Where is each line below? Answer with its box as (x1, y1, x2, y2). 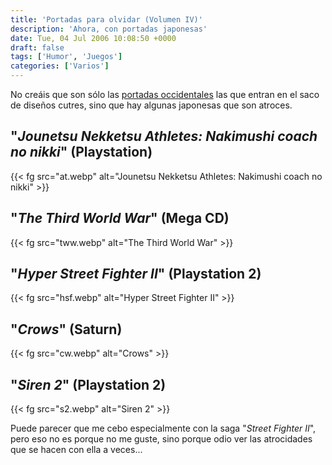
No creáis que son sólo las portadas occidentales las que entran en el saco (10, 89, 320, 100)
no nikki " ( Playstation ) (10, 144, 153, 161)
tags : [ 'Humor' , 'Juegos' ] (10, 52, 123, 62)
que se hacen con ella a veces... (10, 444, 143, 456)
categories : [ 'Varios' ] (10, 61, 110, 71)
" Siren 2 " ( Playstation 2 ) (10, 376, 167, 393)
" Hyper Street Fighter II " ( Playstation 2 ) (10, 266, 262, 283)
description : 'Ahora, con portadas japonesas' (10, 24, 208, 34)
